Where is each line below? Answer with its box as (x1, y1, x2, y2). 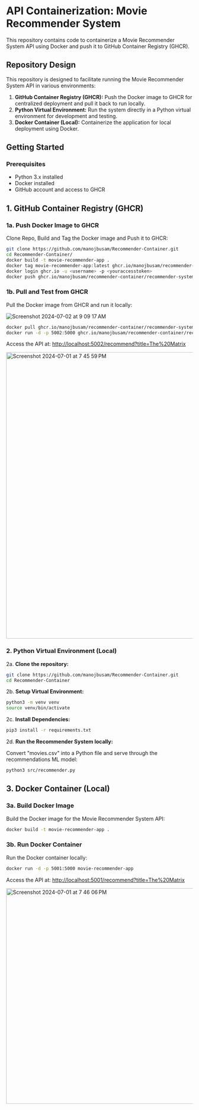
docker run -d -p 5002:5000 (6, 329, 76, 336)
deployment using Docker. (14, 125, 79, 132)
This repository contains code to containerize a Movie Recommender (6, 36, 175, 43)
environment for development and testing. (14, 112, 117, 119)
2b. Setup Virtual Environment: (6, 688, 84, 695)
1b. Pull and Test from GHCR (6, 288, 88, 296)
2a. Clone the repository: (6, 660, 69, 667)
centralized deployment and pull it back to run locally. (14, 100, 146, 107)
